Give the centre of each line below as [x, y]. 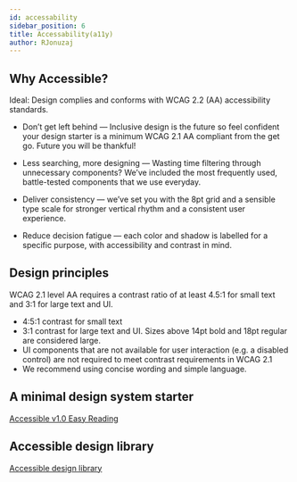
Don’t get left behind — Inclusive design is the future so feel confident [151, 127]
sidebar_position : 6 [48, 26]
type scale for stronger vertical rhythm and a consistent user [134, 209]
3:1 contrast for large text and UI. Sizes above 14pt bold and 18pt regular [155, 330]
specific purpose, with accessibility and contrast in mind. [127, 245]
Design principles [59, 273]
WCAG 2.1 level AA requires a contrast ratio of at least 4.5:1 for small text [142, 295]
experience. [44, 219]
